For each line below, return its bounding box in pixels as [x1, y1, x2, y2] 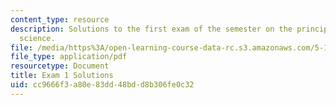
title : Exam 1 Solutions [10, 71, 114, 81]
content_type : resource [10, 14, 110, 25]
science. [19, 33, 56, 43]
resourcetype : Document [10, 61, 110, 71]
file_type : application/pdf [10, 52, 128, 62]
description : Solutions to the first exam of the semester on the [10, 24, 293, 34]
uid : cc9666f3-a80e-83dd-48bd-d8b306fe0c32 [10, 80, 195, 90]
